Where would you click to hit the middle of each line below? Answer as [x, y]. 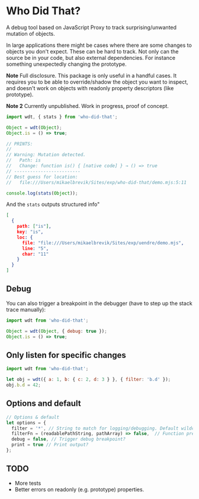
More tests [28, 483]
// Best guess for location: [42, 177]
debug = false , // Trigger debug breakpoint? [69, 439]
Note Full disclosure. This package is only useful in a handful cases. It [92, 75]
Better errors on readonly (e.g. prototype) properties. [79, 489]
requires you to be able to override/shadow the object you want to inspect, [97, 82]
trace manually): [26, 309]
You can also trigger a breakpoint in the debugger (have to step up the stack [99, 303]
